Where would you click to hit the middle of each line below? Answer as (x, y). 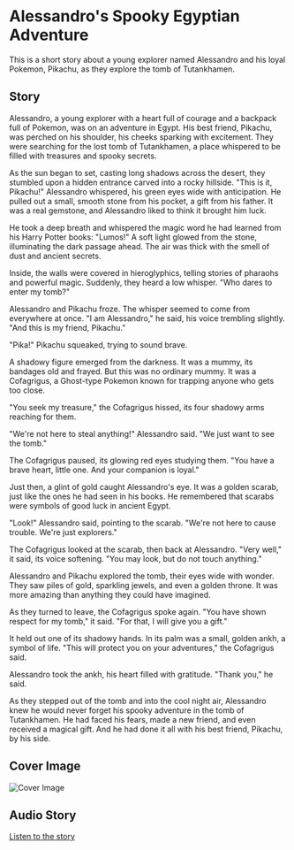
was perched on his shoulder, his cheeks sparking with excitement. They (141, 137)
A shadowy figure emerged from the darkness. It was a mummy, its (131, 362)
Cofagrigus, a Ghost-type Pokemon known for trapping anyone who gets (142, 380)
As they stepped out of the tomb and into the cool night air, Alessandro (138, 701)
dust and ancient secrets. (55, 256)
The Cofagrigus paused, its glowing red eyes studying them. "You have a (142, 460)
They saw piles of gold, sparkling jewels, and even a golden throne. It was (143, 585)
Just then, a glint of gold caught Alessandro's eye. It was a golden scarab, (144, 486)
